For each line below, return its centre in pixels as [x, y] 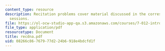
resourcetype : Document [29, 32]
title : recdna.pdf [24, 37]
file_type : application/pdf [34, 28]
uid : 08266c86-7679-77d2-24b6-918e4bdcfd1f [50, 41]
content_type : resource [29, 9]
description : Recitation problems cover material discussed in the [76, 14]
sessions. [19, 18]
